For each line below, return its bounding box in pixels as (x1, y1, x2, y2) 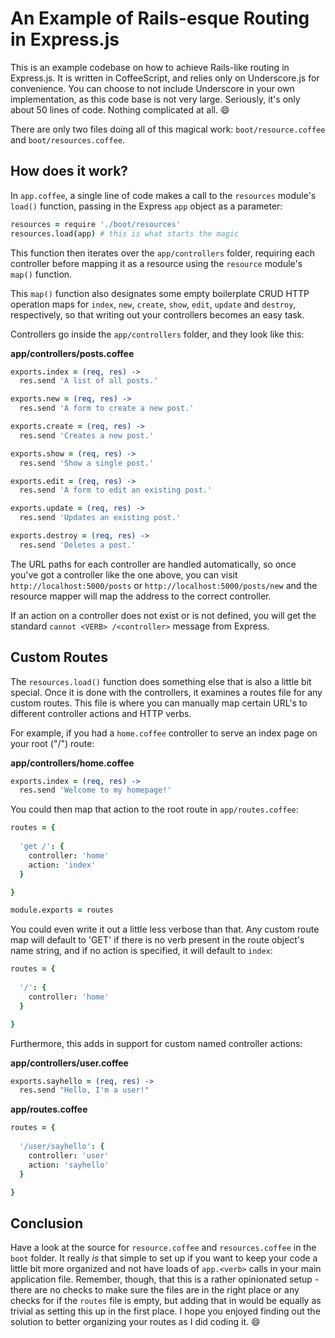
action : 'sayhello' (28, 1160, 110, 1170)
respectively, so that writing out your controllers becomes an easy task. (10, 308, 305, 321)
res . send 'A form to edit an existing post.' (19, 485, 213, 496)
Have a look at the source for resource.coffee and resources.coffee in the (10, 1242, 317, 1254)
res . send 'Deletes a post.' (19, 540, 137, 550)
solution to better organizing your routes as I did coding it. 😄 (10, 1316, 261, 1328)
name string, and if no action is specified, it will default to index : (10, 945, 273, 957)
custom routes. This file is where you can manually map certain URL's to (10, 697, 308, 709)
